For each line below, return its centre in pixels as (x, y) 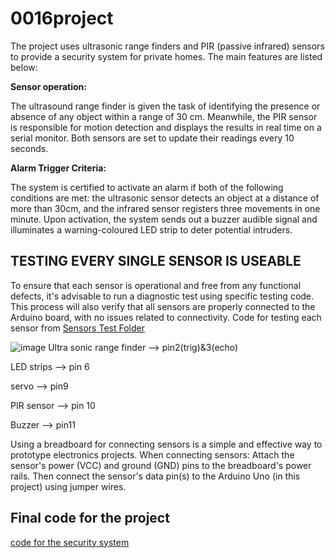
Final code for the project (90, 518)
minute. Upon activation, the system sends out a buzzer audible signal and (164, 219)
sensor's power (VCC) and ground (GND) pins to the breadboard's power (161, 465)
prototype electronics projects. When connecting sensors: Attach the (152, 454)
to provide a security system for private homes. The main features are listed (166, 56)
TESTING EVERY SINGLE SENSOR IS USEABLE (156, 261)
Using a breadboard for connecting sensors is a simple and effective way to (166, 444)
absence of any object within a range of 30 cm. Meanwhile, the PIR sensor (164, 116)
